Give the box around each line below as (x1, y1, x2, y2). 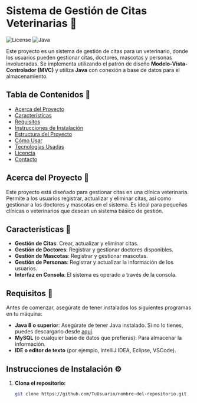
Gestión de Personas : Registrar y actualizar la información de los (14, 258, 174, 266)
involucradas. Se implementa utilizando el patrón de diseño (6, 60, 150, 67)
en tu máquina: (6, 310, 42, 317)
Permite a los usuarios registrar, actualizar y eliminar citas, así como (6, 195, 172, 202)
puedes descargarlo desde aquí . (14, 328, 94, 335)
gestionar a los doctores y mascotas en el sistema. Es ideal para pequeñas (6, 201, 188, 208)
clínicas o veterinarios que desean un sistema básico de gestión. (6, 207, 163, 214)
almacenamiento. (6, 73, 48, 80)
